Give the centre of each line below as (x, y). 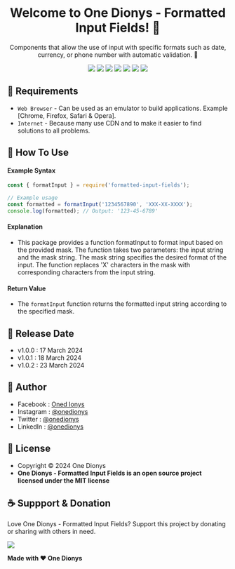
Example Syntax (32, 170)
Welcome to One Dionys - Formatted (118, 13)
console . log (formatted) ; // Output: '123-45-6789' (83, 211)
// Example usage (33, 198)
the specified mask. (46, 312)
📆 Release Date (41, 334)
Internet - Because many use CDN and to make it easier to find (109, 123)
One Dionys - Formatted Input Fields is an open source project (109, 473)
